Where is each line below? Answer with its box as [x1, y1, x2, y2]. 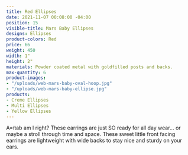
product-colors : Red [6, 36, 57, 42]
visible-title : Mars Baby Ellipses [6, 25, 94, 31]
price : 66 [6, 42, 31, 48]
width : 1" [6, 53, 31, 59]
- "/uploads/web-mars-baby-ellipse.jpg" [6, 86, 108, 92]
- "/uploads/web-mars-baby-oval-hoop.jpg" [6, 81, 112, 87]
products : [6, 91, 31, 97]
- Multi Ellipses [6, 102, 49, 109]
